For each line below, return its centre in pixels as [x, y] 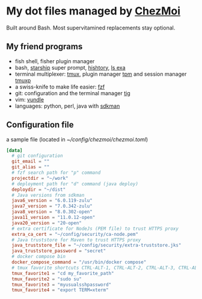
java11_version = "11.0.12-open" [54, 218]
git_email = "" [31, 162]
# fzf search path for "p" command [56, 173]
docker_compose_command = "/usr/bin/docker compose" [79, 262]
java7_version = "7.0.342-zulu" [52, 206]
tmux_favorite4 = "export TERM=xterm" [60, 290]
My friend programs [44, 47]
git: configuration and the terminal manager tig [72, 93]
